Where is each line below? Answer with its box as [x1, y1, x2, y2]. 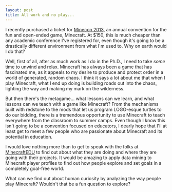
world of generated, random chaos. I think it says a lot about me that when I [5, 74, 165, 81]
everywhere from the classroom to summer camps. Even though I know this [5, 117, 165, 123]
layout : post [5, 7, 33, 13]
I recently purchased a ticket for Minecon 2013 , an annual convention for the [5, 26, 167, 32]
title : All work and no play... [5, 12, 74, 17]
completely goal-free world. [5, 165, 65, 171]
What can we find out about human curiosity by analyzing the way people [5, 175, 161, 181]
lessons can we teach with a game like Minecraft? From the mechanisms [5, 101, 159, 107]
